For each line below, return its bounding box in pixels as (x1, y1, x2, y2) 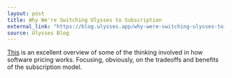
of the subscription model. (7, 63, 82, 71)
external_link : (7, 23, 51, 30)
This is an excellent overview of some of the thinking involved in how (7, 48, 204, 57)
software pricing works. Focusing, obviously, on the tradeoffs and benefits (7, 56, 219, 64)
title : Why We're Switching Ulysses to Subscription (7, 17, 162, 23)
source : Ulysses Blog (7, 29, 70, 37)
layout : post (7, 10, 45, 17)
